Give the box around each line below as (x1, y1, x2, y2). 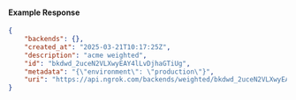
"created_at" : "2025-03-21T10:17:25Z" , (24, 42, 171, 52)
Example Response (8, 7, 80, 18)
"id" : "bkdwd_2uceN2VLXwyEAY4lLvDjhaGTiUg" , (24, 59, 191, 68)
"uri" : (24, 75, 49, 84)
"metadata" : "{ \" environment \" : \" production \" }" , (24, 67, 215, 76)
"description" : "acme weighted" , (24, 51, 148, 60)
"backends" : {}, (24, 35, 85, 44)
